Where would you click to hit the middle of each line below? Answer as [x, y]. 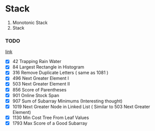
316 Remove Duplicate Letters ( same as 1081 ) [60, 72]
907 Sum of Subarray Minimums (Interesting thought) [67, 101]
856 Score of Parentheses [39, 89]
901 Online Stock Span [36, 95]
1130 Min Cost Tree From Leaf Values [50, 117]
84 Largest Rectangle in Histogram [48, 67]
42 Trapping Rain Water [37, 61]
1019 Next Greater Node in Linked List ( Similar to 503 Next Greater [81, 106]
